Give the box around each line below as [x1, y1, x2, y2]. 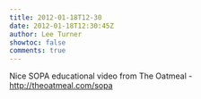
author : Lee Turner [9, 29, 83, 38]
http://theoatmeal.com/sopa [9, 80, 114, 91]
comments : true [9, 46, 66, 55]
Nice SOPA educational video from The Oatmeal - [9, 70, 193, 81]
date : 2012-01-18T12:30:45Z [9, 21, 115, 30]
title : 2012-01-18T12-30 [9, 12, 102, 22]
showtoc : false [9, 37, 66, 47]
